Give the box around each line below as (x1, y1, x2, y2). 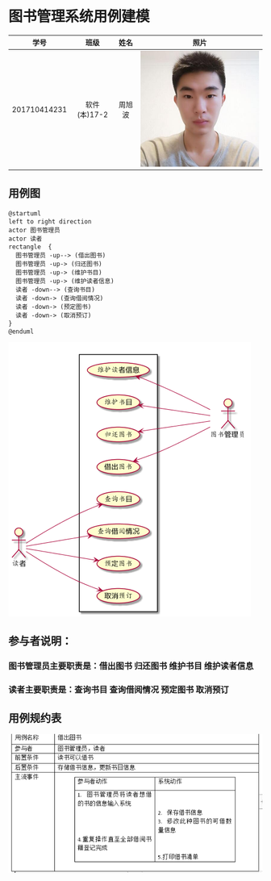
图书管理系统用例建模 (8, 7, 151, 26)
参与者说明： (8, 634, 73, 648)
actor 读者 (8, 235, 43, 243)
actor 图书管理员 (8, 226, 60, 234)
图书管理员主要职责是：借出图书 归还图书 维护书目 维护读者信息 (8, 661, 254, 672)
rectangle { (8, 243, 52, 251)
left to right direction (8, 217, 92, 226)
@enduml (8, 328, 35, 336)
